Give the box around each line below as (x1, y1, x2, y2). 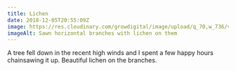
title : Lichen (7, 10, 49, 17)
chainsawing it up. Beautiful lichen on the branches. (7, 56, 157, 65)
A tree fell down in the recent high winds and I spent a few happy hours (7, 49, 214, 57)
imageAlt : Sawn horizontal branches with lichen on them (7, 29, 178, 37)
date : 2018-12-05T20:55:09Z (7, 17, 90, 24)
